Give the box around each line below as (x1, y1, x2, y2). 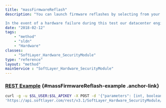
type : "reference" (5, 57, 43, 62)
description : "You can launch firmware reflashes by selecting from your (5, 12, 161, 17)
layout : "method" (5, 62, 41, 67)
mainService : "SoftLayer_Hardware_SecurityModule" (5, 66, 114, 71)
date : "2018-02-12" (5, 25, 45, 30)
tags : (5, 30, 16, 35)
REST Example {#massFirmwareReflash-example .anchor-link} (5, 82, 160, 89)
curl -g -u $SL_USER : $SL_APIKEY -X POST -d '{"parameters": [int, (5, 94, 145, 99)
